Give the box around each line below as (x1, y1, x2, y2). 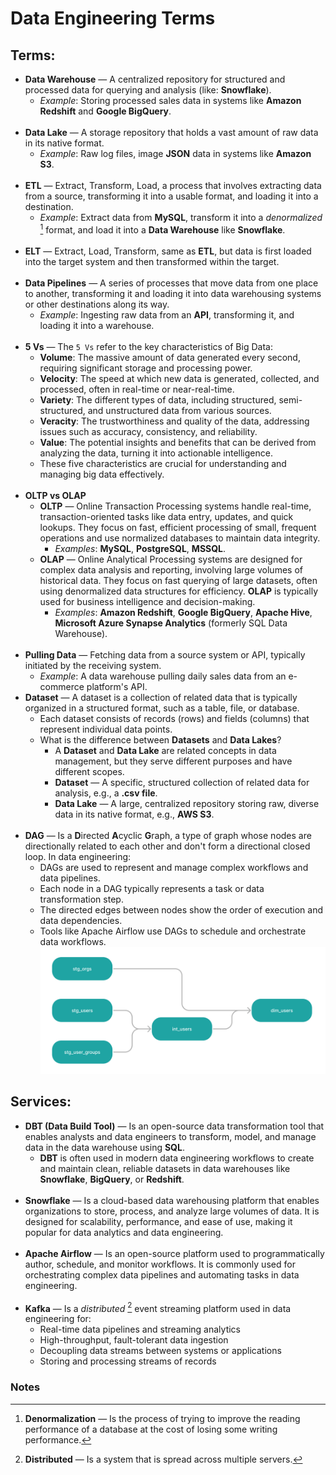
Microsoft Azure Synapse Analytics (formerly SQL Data (54, 617, 288, 629)
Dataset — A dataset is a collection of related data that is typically (24, 691, 298, 703)
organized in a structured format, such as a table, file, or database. (24, 702, 300, 714)
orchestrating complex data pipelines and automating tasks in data (24, 1268, 300, 1281)
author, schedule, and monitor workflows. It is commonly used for (24, 1258, 296, 1270)
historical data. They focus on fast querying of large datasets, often (39, 574, 318, 586)
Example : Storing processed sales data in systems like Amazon (39, 95, 302, 106)
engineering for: (24, 1313, 92, 1325)
